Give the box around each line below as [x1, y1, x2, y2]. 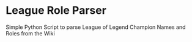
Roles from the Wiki [6, 29, 56, 37]
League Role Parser [6, 4, 106, 17]
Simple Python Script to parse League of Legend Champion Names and [6, 23, 186, 31]
